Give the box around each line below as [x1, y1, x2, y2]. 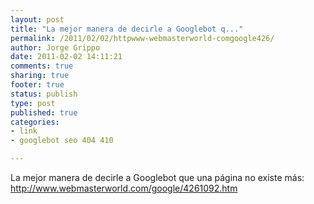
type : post [10, 98, 56, 108]
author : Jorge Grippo [10, 42, 101, 53]
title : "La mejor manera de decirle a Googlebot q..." [10, 24, 244, 34]
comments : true [10, 61, 74, 71]
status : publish [10, 89, 78, 99]
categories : [10, 117, 60, 127]
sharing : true [10, 71, 70, 81]
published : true [10, 107, 78, 118]
